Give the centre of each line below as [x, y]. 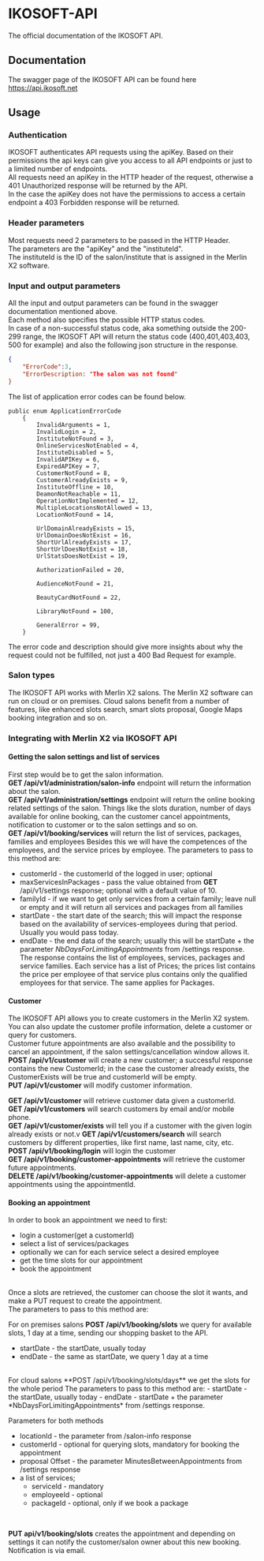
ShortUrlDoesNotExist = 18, [82, 549]
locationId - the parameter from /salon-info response [105, 1436]
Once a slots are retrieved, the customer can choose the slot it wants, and [128, 1293]
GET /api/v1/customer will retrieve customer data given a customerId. [122, 1101]
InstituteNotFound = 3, [75, 439]
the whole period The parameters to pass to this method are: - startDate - [128, 1389]
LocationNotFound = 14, [75, 515]
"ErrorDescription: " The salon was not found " [100, 374]
